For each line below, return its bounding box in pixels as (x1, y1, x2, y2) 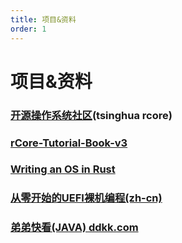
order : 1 (10, 24, 47, 34)
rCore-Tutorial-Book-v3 (10, 136, 128, 150)
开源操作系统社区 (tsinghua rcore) (10, 108, 173, 122)
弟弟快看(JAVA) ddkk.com (10, 221, 139, 235)
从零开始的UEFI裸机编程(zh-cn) (10, 191, 163, 205)
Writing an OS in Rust (10, 162, 116, 176)
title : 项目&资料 (10, 14, 77, 25)
